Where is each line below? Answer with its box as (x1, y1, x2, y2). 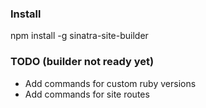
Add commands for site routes (24, 88, 150, 100)
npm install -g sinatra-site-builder (10, 30, 149, 42)
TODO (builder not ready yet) (10, 55, 155, 69)
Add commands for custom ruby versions (24, 77, 197, 89)
